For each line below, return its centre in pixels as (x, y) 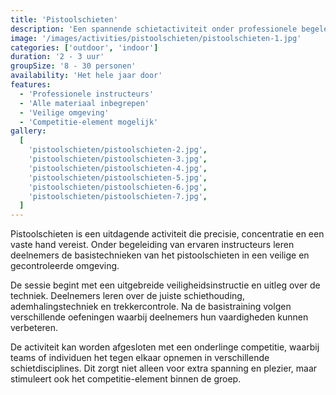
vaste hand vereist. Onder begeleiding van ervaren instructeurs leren (152, 245)
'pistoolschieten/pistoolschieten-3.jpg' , (118, 159)
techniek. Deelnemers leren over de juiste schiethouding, (127, 296)
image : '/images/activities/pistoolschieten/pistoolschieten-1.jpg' (156, 38)
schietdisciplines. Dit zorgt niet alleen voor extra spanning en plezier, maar (164, 368)
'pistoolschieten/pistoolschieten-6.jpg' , (118, 187)
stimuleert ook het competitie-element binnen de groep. (126, 379)
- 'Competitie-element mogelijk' (89, 122)
